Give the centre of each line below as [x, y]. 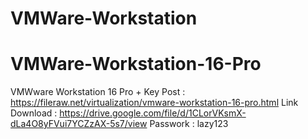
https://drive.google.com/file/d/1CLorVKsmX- [153, 113]
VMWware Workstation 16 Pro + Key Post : [98, 92]
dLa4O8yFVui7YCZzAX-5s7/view [79, 124]
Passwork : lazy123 [189, 124]
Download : [34, 113]
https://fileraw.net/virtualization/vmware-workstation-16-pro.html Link [154, 103]
